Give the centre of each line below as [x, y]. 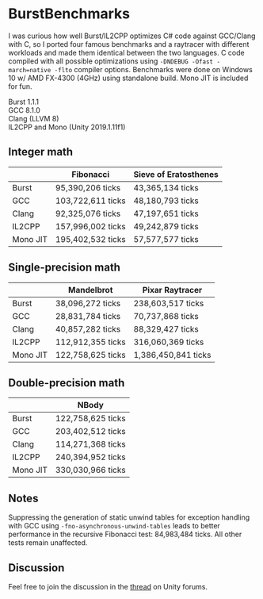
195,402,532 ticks [90, 239]
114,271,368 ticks [90, 444]
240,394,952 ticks [90, 457]
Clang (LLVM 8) [34, 118]
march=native [30, 70]
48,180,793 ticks [166, 201]
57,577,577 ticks [166, 239]
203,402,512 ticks [90, 432]
